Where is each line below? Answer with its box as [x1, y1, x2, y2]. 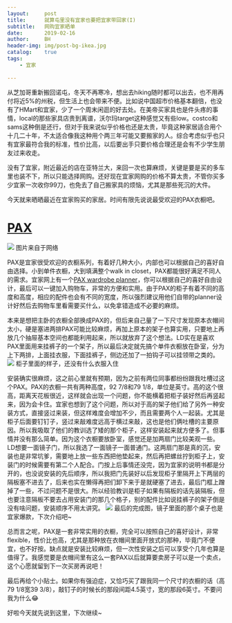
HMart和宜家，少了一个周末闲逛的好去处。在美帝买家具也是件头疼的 [19, 105, 213, 114]
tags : [7, 55, 23, 62]
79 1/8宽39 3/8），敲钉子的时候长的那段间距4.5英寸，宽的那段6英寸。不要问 [7, 586, 222, 594]
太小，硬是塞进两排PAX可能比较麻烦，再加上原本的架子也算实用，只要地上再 [7, 325, 225, 333]
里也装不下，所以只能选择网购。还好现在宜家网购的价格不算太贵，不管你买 [7, 172, 219, 180]
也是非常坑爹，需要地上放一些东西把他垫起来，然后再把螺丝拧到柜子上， [12, 452, 219, 460]
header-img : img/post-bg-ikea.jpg [7, 42, 107, 49]
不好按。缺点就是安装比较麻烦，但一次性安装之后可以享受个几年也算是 [25, 545, 225, 553]
